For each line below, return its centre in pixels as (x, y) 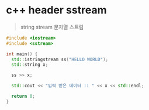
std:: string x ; (30, 65)
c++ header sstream (56, 10)
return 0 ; (23, 97)
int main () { (22, 54)
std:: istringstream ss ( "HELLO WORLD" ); (60, 59)
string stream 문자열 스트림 (52, 27)
